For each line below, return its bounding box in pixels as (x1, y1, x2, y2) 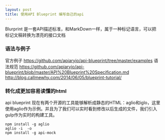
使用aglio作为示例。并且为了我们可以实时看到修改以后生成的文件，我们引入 (5, 106, 158, 112)
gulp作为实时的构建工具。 (5, 112, 58, 118)
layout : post (5, 7, 32, 12)
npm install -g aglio (5, 122, 50, 127)
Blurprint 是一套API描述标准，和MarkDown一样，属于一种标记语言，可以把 (5, 26, 157, 32)
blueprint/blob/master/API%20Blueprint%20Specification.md (5, 69, 130, 75)
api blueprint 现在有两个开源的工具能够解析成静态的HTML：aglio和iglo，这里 (5, 100, 161, 106)
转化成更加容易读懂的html (5, 87, 67, 94)
